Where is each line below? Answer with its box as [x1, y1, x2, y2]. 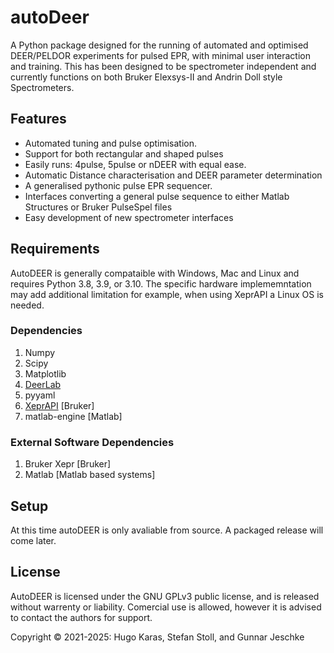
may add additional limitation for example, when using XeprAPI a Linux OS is [10, 288, 324, 300]
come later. [10, 534, 57, 546]
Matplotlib [24, 367, 67, 380]
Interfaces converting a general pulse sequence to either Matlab [24, 190, 290, 202]
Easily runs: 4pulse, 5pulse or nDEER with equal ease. [24, 158, 247, 170]
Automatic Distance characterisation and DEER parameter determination [24, 169, 323, 181]
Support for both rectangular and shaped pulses [24, 147, 224, 160]
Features [10, 111, 67, 128]
